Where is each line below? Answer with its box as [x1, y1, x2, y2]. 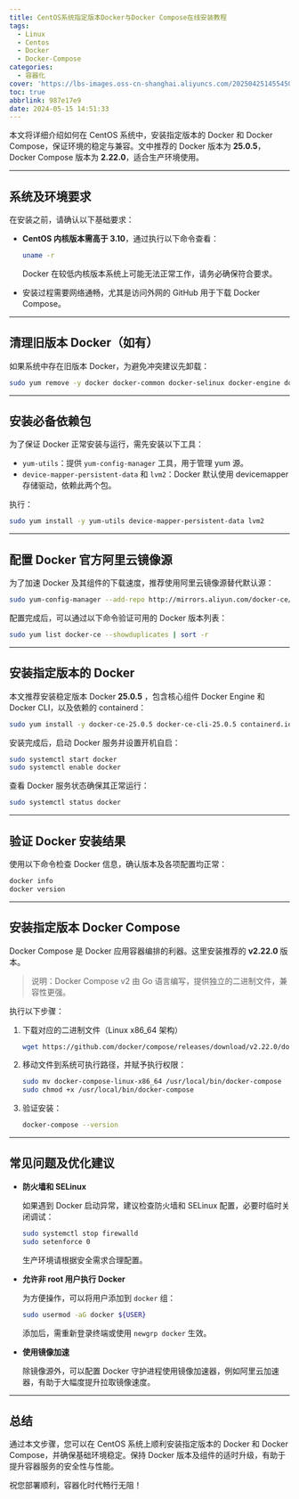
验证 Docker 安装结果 [9, 833, 126, 848]
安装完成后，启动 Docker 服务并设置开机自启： [9, 737, 181, 748]
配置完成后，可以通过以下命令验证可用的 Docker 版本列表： [9, 612, 228, 623]
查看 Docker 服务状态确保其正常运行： [9, 781, 149, 791]
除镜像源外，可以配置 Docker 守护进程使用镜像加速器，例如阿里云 [21, 1365, 264, 1376]
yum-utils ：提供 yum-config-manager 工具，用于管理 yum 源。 [21, 458, 249, 469]
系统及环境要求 [9, 189, 92, 204]
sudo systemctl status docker [9, 799, 122, 807]
